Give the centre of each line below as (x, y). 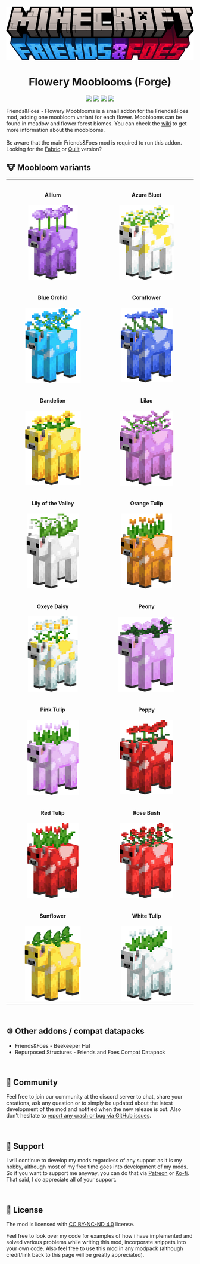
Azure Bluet (147, 195)
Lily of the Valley (53, 503)
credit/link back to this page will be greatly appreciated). (75, 1254)
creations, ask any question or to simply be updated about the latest (90, 1103)
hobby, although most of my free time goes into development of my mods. (97, 1167)
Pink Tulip (53, 710)
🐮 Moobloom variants (49, 168)
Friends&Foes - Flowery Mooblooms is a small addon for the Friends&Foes (97, 111)
